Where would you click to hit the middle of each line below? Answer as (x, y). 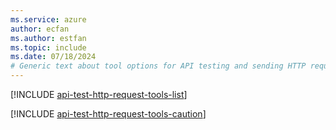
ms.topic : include (48, 47)
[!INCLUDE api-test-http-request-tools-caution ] (108, 114)
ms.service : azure (48, 19)
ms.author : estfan (48, 38)
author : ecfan (40, 29)
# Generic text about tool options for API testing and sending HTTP (158, 66)
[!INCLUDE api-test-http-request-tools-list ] (99, 94)
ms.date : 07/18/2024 (53, 57)
